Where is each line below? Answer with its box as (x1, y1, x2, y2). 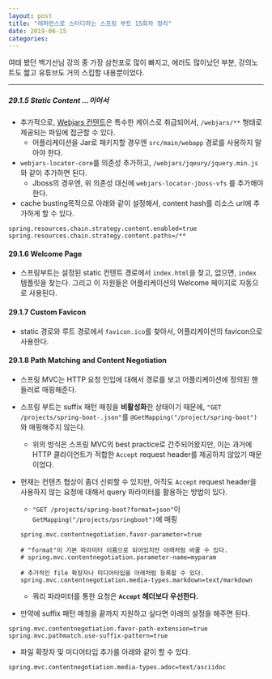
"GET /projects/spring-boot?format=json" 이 (32, 504, 181, 514)
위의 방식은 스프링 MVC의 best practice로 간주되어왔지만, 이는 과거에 (32, 439, 253, 449)
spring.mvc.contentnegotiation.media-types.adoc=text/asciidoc (8, 663, 227, 671)
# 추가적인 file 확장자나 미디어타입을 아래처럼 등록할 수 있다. (19, 569, 205, 577)
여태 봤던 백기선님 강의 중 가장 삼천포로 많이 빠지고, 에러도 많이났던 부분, (8, 58, 237, 67)
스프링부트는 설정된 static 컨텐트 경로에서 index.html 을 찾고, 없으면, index (19, 268, 257, 278)
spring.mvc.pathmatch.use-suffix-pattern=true (8, 631, 168, 640)
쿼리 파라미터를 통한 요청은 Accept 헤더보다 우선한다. (32, 591, 199, 600)
